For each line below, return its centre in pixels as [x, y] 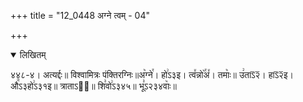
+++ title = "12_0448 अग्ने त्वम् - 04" [80, 15]
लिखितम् [33, 54]
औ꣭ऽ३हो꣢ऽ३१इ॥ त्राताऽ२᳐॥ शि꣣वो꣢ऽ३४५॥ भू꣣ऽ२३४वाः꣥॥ [93, 86]
